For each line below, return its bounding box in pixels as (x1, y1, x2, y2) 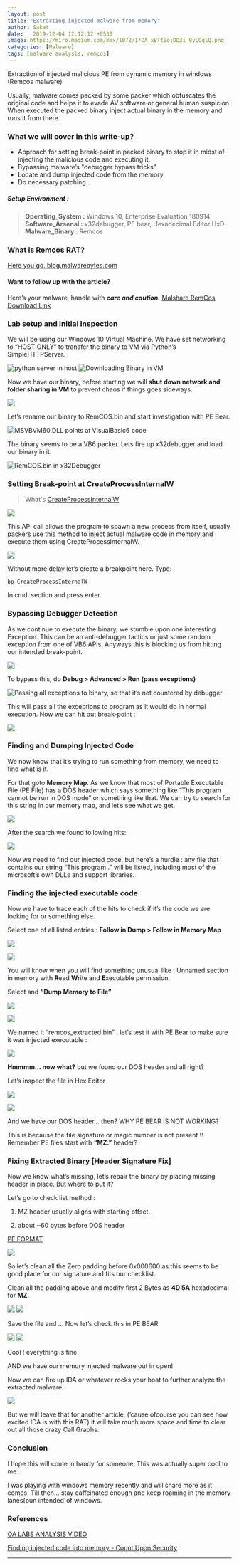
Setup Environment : (7, 194, 70, 203)
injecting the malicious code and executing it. (17, 155, 151, 164)
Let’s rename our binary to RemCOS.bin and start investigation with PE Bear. (7, 412, 230, 421)
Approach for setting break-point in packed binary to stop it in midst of (17, 147, 225, 157)
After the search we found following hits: (7, 828, 127, 836)
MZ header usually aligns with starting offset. (17, 1207, 151, 1216)
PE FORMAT (7, 1235, 43, 1244)
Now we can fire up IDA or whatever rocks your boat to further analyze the (7, 1375, 226, 1384)
